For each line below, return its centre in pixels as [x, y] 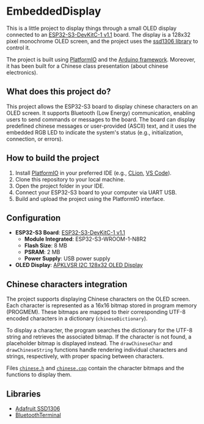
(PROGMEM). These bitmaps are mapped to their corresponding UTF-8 [96, 312]
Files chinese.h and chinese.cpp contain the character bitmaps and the [95, 368]
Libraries [24, 394]
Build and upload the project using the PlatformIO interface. [90, 199]
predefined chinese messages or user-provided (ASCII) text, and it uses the [101, 126]
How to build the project [53, 158]
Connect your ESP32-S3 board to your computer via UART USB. [96, 192]
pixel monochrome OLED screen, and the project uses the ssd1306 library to [102, 41]
